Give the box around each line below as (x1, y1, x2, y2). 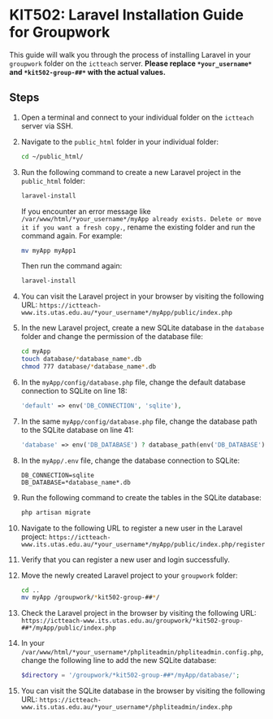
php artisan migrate (20, 508, 91, 516)
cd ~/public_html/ (20, 152, 84, 160)
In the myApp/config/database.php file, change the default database (20, 377, 246, 387)
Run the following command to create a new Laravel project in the (20, 167, 241, 176)
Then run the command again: (20, 261, 123, 271)
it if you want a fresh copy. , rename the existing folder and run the (20, 222, 255, 232)
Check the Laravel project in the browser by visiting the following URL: (20, 608, 257, 618)
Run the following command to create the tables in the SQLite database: (20, 492, 262, 502)
